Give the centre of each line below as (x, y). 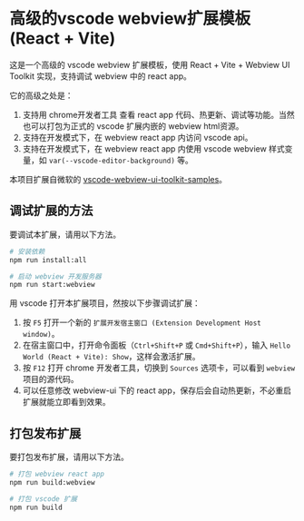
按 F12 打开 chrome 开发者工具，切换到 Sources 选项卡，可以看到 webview (159, 368)
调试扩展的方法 (51, 211)
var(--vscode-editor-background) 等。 (121, 160)
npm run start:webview (52, 285)
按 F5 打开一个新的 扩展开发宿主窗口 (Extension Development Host (142, 322)
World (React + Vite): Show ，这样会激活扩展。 (111, 357)
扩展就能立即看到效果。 (66, 402)
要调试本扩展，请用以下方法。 (65, 234)
